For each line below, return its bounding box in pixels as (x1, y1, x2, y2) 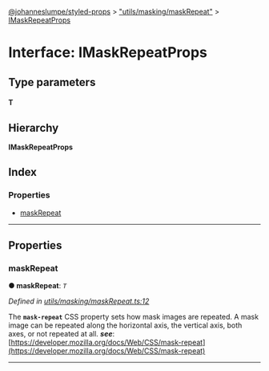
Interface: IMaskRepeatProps (8, 43, 208, 62)
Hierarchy (8, 120, 59, 135)
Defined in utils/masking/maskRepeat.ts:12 (8, 296, 150, 306)
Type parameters (8, 75, 96, 89)
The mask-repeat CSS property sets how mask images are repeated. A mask (8, 312, 259, 322)
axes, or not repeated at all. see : (8, 329, 114, 339)
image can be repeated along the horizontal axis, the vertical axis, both (8, 320, 243, 330)
